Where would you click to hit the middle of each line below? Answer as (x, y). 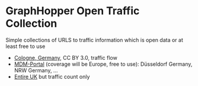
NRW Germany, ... (36, 70)
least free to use (25, 46)
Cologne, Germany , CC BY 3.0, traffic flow (66, 58)
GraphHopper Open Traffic (73, 11)
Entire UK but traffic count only (52, 77)
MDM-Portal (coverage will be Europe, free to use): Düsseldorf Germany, (103, 64)
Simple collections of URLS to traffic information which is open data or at (94, 40)
